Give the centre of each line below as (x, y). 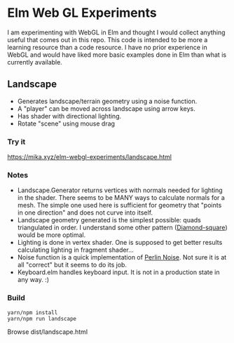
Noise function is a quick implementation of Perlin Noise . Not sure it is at (122, 257)
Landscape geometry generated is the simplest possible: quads (109, 220)
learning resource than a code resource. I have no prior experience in (108, 47)
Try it (16, 142)
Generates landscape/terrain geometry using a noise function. (107, 101)
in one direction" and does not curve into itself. (85, 213)
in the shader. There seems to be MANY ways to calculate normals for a (121, 198)
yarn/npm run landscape (42, 318)
